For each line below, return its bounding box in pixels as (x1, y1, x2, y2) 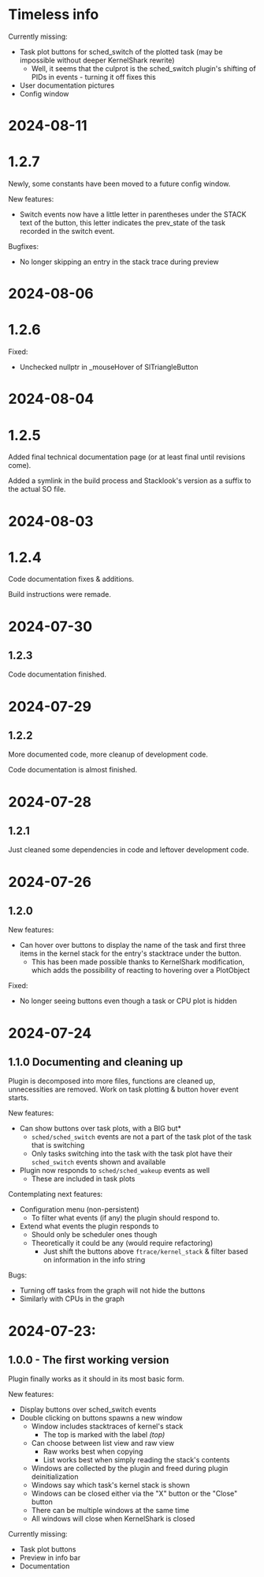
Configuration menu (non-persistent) (19, 1205, 139, 1214)
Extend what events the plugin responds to (19, 1221, 159, 1231)
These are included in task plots (31, 1174, 136, 1183)
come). (8, 461, 32, 470)
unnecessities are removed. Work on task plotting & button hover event (8, 1085, 239, 1094)
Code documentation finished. (8, 670, 106, 679)
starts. (8, 1093, 29, 1103)
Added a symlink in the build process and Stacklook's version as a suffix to (8, 476, 251, 485)
